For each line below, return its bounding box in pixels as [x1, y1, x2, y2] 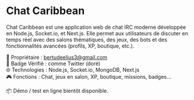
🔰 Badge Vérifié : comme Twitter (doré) [6, 60, 101, 67]
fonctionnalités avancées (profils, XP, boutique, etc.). [6, 42, 135, 49]
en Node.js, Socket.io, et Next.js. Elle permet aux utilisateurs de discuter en [6, 29, 188, 36]
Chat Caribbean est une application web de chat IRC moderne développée [6, 24, 186, 31]
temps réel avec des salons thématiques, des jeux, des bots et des [6, 36, 168, 43]
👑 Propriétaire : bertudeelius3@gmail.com [6, 54, 108, 61]
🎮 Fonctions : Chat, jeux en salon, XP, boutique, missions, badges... [6, 73, 172, 80]
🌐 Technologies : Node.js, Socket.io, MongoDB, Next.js [6, 66, 140, 73]
